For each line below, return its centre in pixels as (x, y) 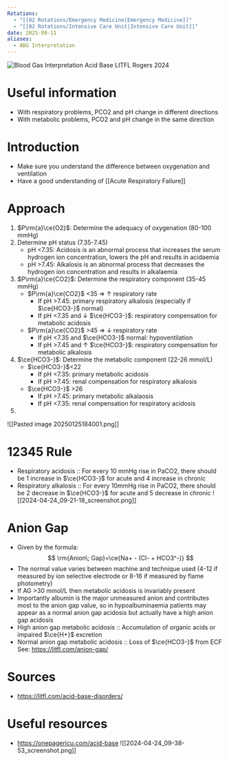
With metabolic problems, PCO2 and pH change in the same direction (116, 119)
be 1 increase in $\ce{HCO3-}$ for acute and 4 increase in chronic (111, 478)
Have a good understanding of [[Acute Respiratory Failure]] (101, 180)
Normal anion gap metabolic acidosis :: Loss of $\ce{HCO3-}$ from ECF (119, 642)
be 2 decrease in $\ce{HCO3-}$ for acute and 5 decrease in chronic (114, 492)
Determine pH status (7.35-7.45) (62, 242)
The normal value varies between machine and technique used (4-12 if (117, 568)
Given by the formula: (48, 547)
